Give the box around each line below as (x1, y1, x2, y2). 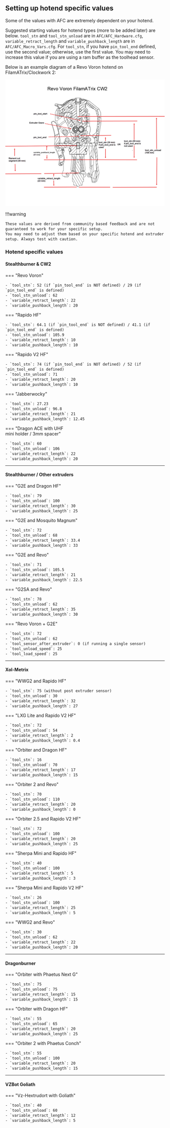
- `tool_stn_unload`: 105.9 (5, 332, 65, 337)
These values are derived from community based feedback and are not (5, 222, 155, 227)
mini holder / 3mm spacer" (5, 430, 61, 437)
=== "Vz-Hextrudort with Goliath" (5, 1093, 76, 1099)
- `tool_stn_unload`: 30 (5, 693, 58, 699)
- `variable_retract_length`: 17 (5, 767, 76, 772)
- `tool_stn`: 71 (5, 562, 42, 567)
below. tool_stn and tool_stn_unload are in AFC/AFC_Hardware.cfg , (5, 32, 143, 38)
